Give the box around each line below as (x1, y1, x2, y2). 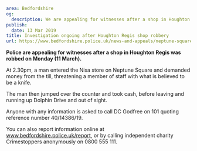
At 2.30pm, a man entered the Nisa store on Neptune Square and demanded (6, 66, 191, 73)
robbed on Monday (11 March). (6, 55, 82, 62)
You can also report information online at (6, 126, 104, 133)
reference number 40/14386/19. (6, 115, 83, 122)
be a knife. (6, 79, 32, 86)
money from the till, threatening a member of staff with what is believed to (6, 73, 185, 80)
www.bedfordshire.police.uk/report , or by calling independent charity (6, 132, 174, 139)
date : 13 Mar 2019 (11, 27, 57, 33)
